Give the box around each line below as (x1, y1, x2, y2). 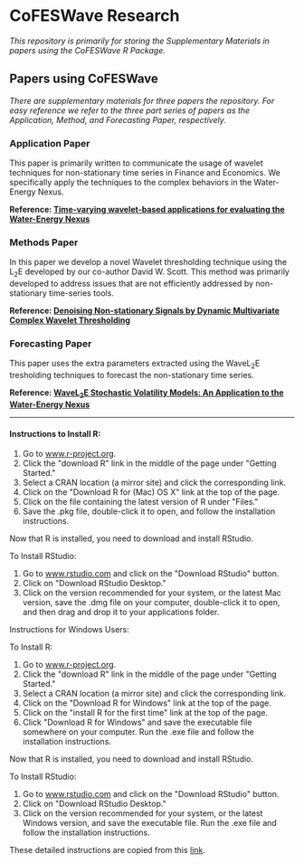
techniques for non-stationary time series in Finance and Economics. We (9, 167, 280, 178)
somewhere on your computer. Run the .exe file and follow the (22, 726, 255, 737)
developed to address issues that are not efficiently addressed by (9, 278, 254, 290)
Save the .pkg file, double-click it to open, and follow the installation (22, 506, 276, 517)
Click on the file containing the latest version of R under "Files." (22, 497, 259, 508)
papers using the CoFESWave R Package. (9, 44, 166, 55)
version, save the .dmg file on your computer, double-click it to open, (22, 597, 280, 608)
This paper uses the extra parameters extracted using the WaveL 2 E (9, 358, 261, 371)
